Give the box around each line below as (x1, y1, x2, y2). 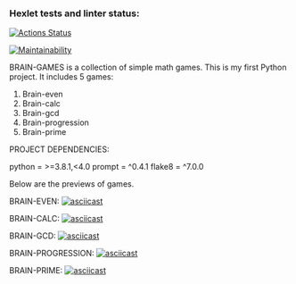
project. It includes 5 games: (9, 71, 114, 82)
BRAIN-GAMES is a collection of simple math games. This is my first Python (9, 62, 287, 73)
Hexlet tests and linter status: (9, 7, 140, 20)
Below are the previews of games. (9, 179, 135, 189)
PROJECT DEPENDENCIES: (9, 144, 110, 155)
